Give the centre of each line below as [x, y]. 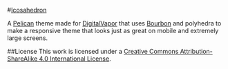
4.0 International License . [75, 59]
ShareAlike [22, 59]
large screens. [28, 38]
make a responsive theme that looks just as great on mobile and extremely [113, 31]
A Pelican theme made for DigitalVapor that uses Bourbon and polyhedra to [114, 23]
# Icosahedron [27, 10]
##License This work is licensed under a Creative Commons [93, 51]
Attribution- [196, 51]
